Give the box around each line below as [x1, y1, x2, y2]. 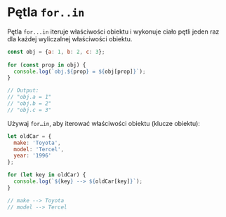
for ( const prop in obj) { [7, 61, 86, 69]
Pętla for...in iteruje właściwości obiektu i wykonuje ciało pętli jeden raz [7, 27, 220, 36]
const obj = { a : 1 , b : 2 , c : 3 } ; [7, 48, 105, 55]
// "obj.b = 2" [7, 100, 52, 107]
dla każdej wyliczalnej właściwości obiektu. [7, 34, 133, 43]
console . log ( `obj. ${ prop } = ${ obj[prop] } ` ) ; [13, 68, 146, 75]
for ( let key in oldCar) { [7, 171, 86, 178]
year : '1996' [13, 152, 52, 160]
